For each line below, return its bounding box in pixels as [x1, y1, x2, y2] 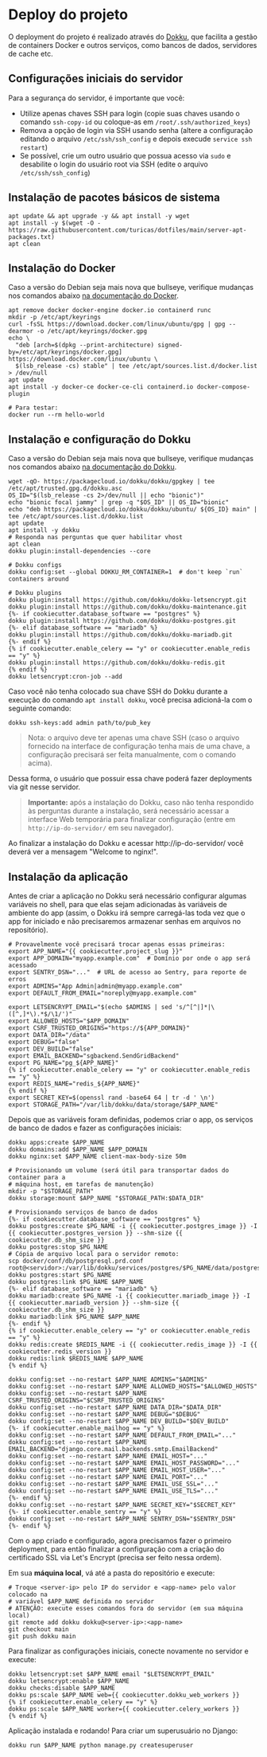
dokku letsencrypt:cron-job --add [8, 673, 123, 681]
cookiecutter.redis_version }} [8, 1348, 112, 1356]
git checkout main [8, 1626, 69, 1634]
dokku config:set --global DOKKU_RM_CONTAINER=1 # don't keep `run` [8, 568, 244, 577]
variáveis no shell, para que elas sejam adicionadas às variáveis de [8, 900, 228, 909]
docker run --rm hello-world [8, 411, 105, 419]
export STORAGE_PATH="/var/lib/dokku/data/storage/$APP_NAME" [8, 1101, 219, 1109]
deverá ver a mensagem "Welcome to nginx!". [8, 847, 159, 857]
